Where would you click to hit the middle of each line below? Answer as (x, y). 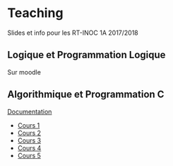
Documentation (30, 111)
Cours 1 (29, 125)
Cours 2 (29, 133)
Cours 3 (29, 140)
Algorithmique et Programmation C (86, 95)
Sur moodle (24, 72)
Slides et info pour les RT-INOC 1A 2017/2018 (73, 33)
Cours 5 (29, 155)
